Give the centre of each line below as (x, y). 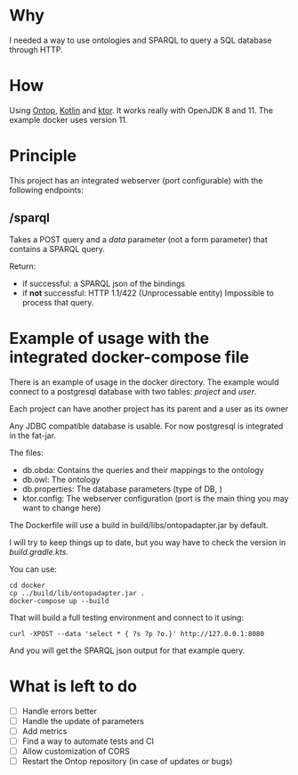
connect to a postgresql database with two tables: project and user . (133, 391)
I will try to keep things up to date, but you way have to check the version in (148, 542)
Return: (23, 266)
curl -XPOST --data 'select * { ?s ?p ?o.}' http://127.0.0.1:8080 (137, 633)
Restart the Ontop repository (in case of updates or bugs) (127, 761)
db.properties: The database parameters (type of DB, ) (122, 489)
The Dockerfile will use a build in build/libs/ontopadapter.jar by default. (139, 525)
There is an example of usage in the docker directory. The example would (144, 382)
